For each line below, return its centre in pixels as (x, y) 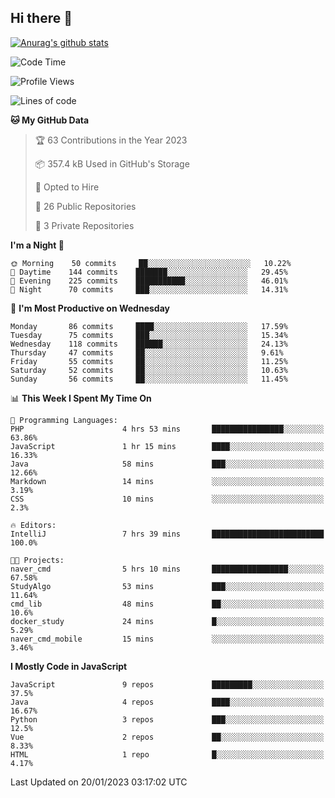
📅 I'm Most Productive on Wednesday (90, 308)
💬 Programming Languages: (64, 420)
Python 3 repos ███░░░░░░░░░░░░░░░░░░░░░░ (167, 719)
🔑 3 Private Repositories (84, 225)
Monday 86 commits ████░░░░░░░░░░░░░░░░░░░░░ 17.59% (149, 326)
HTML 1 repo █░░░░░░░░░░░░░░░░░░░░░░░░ (167, 754)
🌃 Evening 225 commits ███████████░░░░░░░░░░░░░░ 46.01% (149, 281)
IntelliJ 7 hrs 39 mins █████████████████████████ (167, 534)
